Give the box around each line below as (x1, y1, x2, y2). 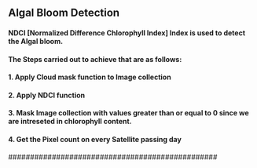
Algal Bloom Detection (8, 6, 120, 20)
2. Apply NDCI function (8, 90, 86, 100)
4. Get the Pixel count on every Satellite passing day (8, 134, 182, 144)
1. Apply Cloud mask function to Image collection (8, 72, 171, 82)
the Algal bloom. (8, 36, 64, 46)
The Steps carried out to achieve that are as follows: (8, 54, 182, 64)
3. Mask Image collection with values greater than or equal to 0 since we (8, 108, 249, 118)
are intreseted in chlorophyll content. (8, 117, 132, 126)
